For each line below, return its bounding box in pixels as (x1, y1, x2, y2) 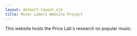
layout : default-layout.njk (5, 7, 63, 12)
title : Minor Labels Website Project (5, 12, 83, 17)
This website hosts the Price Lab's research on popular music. (5, 25, 132, 31)
